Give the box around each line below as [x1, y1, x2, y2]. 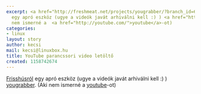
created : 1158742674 [6, 58, 58, 64]
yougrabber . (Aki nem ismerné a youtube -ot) [6, 81, 117, 88]
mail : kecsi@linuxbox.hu [6, 48, 68, 54]
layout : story [6, 36, 42, 42]
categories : [6, 25, 36, 32]
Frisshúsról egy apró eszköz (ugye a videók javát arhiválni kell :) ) [6, 75, 167, 82]
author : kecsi [6, 42, 42, 48]
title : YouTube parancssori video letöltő [6, 53, 114, 59]
